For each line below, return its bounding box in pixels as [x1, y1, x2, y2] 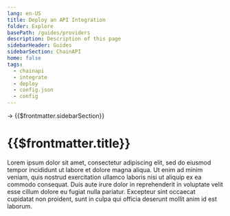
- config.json [13, 86, 54, 93]
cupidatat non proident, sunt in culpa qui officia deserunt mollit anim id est [7, 195, 218, 203]
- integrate [13, 73, 48, 81]
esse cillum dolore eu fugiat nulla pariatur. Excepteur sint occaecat [7, 187, 196, 195]
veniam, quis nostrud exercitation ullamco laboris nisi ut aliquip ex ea [7, 173, 202, 181]
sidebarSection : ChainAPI [7, 49, 81, 56]
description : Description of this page [7, 36, 122, 43]
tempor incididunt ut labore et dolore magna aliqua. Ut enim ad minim [7, 165, 203, 173]
